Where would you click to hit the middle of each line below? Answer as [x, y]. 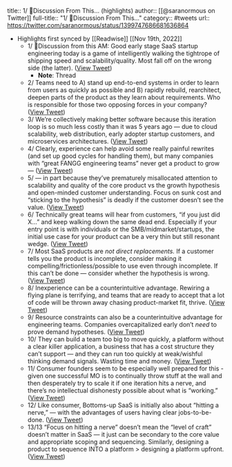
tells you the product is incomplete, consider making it [104, 258]
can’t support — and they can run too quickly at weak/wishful [115, 354]
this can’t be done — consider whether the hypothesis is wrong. [118, 273]
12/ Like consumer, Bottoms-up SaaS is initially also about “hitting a [123, 405]
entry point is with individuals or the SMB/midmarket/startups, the [121, 229]
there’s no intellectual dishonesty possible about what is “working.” [123, 390]
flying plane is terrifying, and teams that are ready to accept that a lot [126, 295]
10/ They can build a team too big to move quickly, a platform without [126, 339]
